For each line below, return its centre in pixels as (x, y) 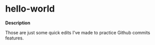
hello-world (30, 9)
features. (15, 38)
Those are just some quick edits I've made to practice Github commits (78, 32)
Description (18, 23)
